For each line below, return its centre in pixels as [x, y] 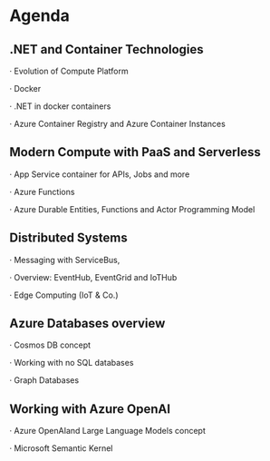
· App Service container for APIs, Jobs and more [100, 174]
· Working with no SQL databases [72, 363]
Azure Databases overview [87, 324]
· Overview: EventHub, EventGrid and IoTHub [93, 277]
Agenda [39, 16]
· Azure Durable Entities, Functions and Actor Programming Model [132, 209]
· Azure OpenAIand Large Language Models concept [107, 431]
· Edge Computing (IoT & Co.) [64, 295]
